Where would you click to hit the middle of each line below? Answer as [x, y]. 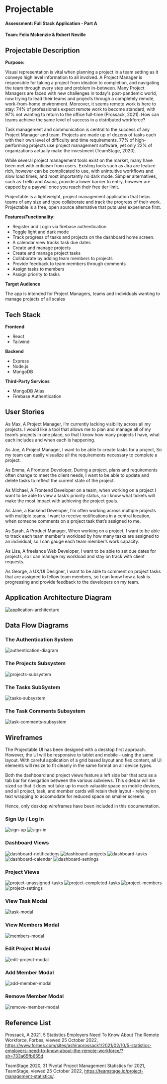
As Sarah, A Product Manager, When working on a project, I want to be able [83, 531]
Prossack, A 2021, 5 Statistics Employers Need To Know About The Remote [82, 1035]
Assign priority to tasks [36, 274]
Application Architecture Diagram [58, 598]
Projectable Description [43, 50]
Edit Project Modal [28, 949]
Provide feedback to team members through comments [69, 264]
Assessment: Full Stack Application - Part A [51, 23]
